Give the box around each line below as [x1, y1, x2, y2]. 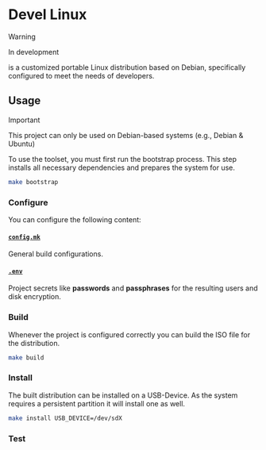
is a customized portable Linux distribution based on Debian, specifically [8, 62, 246, 72]
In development [8, 47, 60, 56]
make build [8, 353, 44, 362]
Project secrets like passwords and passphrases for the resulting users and [8, 283, 258, 293]
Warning [8, 32, 36, 41]
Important [8, 115, 40, 125]
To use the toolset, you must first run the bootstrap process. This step [8, 154, 237, 163]
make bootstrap [8, 178, 59, 186]
